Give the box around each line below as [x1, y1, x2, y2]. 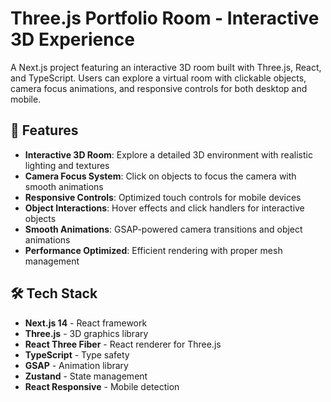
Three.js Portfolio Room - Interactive [10, 7, 320, 30]
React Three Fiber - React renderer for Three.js [24, 338, 222, 350]
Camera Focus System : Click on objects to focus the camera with [24, 170, 297, 182]
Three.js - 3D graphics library [24, 327, 149, 339]
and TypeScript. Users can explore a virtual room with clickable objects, [10, 72, 307, 84]
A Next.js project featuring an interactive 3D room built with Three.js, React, [10, 61, 322, 73]
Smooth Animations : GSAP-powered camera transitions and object [24, 223, 303, 235]
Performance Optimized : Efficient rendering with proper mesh [24, 244, 283, 256]
